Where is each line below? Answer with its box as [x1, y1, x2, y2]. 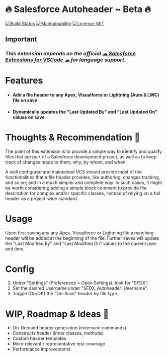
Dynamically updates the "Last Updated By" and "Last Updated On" [12, 109, 157, 115]
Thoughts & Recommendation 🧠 [5, 132, 140, 143]
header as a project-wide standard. [5, 195, 78, 202]
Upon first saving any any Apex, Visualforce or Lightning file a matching [5, 230, 154, 236]
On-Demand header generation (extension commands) [12, 325, 127, 331]
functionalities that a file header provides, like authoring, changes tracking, [5, 174, 160, 180]
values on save [12, 114, 45, 120]
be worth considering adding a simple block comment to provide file [5, 185, 147, 191]
